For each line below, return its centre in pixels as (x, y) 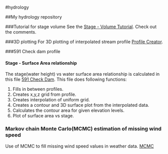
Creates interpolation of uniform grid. (51, 100)
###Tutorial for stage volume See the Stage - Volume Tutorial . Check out (81, 27)
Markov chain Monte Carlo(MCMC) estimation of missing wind (83, 129)
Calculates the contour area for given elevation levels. (68, 110)
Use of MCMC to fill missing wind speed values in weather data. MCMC (79, 146)
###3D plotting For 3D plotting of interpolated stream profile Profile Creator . (84, 42)
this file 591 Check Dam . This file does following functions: (66, 79)
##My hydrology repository (34, 17)
